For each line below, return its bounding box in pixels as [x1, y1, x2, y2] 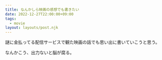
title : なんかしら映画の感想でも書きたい [5, 7, 80, 12]
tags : [5, 16, 16, 21]
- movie [9, 20, 26, 26]
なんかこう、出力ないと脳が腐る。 [5, 50, 74, 56]
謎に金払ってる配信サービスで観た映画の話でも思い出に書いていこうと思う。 [5, 40, 160, 45]
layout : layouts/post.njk [5, 25, 58, 30]
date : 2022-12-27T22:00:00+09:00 [5, 12, 74, 17]
